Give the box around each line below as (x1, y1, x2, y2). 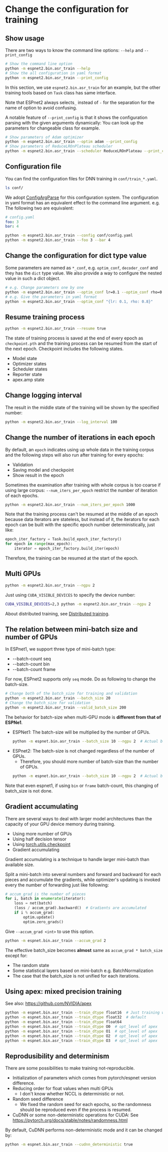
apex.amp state (12, 376, 44, 383)
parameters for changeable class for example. (5, 125, 100, 131)
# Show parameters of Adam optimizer (5, 134, 84, 139)
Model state (12, 355, 37, 361)
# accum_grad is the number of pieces (5, 891, 86, 896)
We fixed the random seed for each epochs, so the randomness (19, 1101, 151, 1107)
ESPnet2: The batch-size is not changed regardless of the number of (12, 747, 155, 753)
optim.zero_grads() (23, 919, 64, 924)
